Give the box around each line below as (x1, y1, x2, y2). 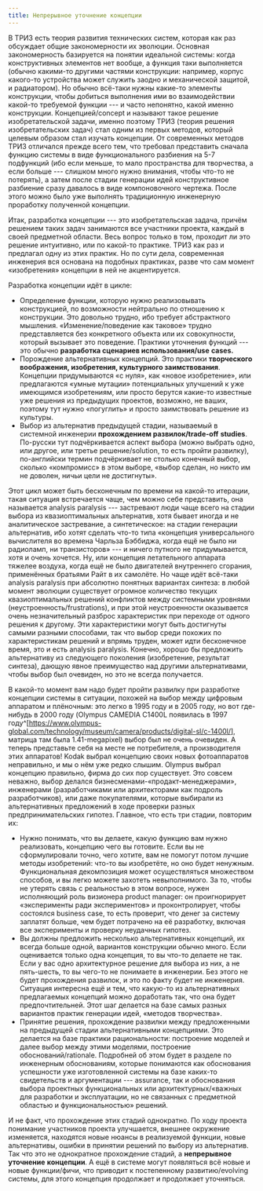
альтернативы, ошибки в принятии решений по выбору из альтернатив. (8, 1140, 249, 1150)
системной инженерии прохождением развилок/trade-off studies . (19, 429, 247, 438)
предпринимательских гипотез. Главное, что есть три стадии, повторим (8, 809, 253, 819)
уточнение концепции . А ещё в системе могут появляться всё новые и (8, 1157, 251, 1167)
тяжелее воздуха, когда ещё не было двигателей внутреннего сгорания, (8, 561, 253, 570)
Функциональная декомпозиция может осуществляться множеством (19, 867, 254, 876)
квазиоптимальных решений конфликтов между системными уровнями (8, 594, 250, 604)
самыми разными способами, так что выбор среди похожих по (8, 627, 222, 637)
